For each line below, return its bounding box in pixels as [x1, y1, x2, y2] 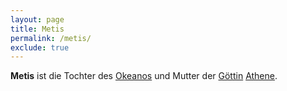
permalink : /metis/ [10, 33, 92, 43]
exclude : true [10, 42, 70, 53]
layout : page [10, 14, 65, 25]
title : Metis [10, 24, 65, 34]
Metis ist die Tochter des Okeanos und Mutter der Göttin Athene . [10, 70, 278, 82]
